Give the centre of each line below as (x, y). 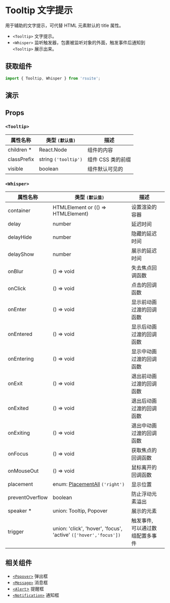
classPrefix (21, 159)
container (19, 211)
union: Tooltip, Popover (80, 511)
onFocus (18, 454)
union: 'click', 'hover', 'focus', (88, 529)
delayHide (20, 237)
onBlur (16, 271)
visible (16, 169)
